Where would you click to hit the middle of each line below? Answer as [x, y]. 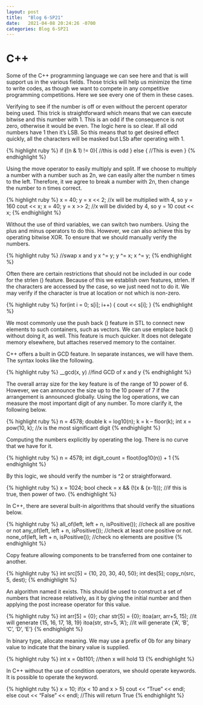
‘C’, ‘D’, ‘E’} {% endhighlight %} [45, 629]
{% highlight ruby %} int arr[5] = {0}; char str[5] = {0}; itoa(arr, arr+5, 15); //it [101, 616]
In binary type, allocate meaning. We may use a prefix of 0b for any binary [99, 641]
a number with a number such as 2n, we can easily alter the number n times [101, 175]
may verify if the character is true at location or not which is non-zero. [93, 293]
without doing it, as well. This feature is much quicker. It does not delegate [99, 336]
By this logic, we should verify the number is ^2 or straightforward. [89, 476]
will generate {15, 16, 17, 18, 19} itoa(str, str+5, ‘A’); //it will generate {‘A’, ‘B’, [98, 623]
